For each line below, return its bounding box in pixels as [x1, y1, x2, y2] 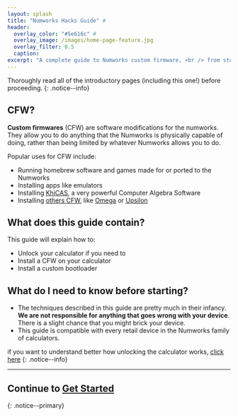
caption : [13, 50, 40, 58]
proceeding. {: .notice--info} [7, 83, 90, 92]
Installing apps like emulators [17, 180, 103, 189]
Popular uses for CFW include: [7, 152, 97, 161]
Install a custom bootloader [17, 264, 98, 273]
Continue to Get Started [7, 382, 115, 394]
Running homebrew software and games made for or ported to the [17, 166, 212, 174]
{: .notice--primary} [7, 401, 65, 409]
